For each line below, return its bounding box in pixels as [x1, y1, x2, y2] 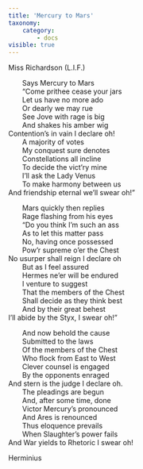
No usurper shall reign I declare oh [8, 254, 122, 263]
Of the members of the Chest [22, 345, 118, 355]
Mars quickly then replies [22, 203, 105, 213]
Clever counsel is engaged [22, 362, 110, 371]
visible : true [8, 41, 56, 49]
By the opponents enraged [22, 371, 110, 380]
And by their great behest [22, 305, 106, 314]
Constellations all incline [22, 154, 102, 163]
